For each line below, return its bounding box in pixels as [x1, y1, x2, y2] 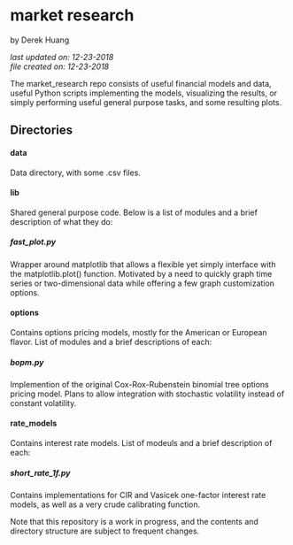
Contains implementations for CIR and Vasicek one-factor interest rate [10, 490, 266, 501]
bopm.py [10, 357, 44, 367]
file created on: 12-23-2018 [10, 61, 110, 72]
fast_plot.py [10, 236, 57, 248]
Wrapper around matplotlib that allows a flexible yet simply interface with [10, 258, 276, 270]
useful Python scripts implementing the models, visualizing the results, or [10, 88, 278, 98]
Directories [10, 123, 73, 138]
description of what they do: [10, 216, 113, 226]
